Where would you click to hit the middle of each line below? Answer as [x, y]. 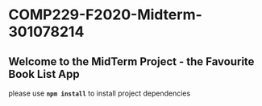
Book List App [44, 74]
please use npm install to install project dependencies [100, 93]
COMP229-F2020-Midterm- [106, 15]
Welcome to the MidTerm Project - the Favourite [131, 61]
